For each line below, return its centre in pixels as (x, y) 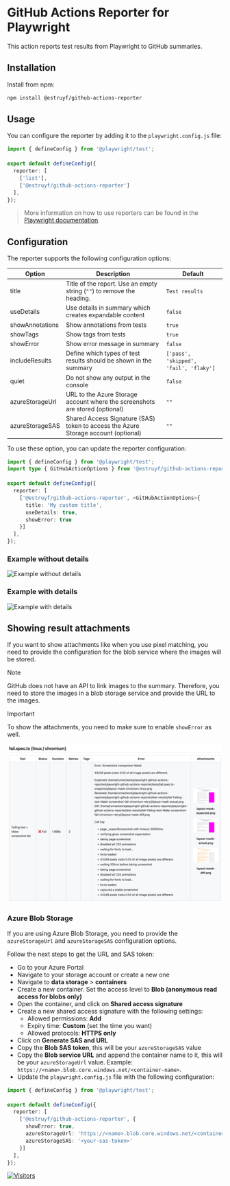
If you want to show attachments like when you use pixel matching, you (108, 645)
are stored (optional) (95, 409)
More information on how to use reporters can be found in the (111, 213)
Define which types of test (103, 353)
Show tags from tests (96, 334)
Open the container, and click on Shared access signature (100, 1003)
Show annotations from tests (106, 325)
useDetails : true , (51, 512)
